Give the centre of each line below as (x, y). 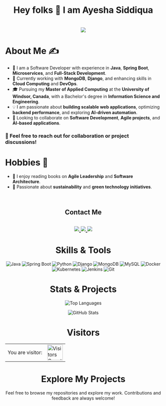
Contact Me (83, 212)
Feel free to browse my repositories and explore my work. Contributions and (83, 393)
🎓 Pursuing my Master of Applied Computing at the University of (81, 89)
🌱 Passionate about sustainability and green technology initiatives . (82, 187)
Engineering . (26, 102)
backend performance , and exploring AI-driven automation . (75, 113)
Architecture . (26, 182)
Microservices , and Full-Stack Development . (59, 73)
